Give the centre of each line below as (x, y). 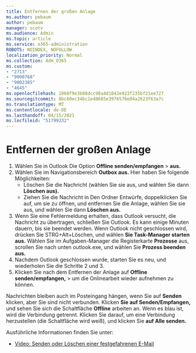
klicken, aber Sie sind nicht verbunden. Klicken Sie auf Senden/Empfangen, (98, 302)
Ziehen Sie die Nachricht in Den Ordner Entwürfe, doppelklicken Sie (105, 197)
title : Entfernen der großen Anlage (51, 11)
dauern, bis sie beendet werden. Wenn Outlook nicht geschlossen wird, (101, 228)
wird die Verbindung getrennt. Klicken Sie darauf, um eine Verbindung (91, 315)
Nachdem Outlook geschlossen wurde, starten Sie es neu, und (90, 260)
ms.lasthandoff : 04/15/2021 (40, 115)
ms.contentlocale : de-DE (36, 110)
